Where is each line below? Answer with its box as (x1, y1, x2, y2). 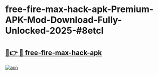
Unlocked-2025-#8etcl (5, 25, 104, 36)
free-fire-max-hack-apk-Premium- (5, 4, 154, 15)
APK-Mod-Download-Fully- (5, 14, 122, 26)
